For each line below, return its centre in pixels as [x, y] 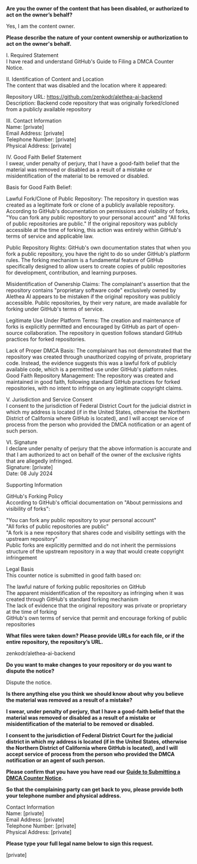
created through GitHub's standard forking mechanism [72, 599]
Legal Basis [20, 569]
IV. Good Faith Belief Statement [44, 157]
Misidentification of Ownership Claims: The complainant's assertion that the [98, 284]
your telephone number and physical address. [64, 796]
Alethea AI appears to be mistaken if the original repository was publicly [93, 296]
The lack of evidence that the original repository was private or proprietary [96, 605]
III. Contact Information [34, 121]
